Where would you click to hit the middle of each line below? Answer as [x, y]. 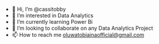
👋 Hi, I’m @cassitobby [39, 9]
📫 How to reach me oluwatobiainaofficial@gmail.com [78, 35]
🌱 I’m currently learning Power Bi [52, 22]
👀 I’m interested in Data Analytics [53, 15]
